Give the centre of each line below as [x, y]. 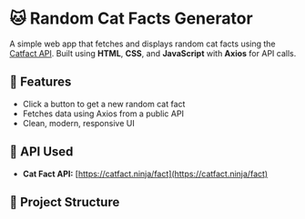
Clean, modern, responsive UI [78, 123]
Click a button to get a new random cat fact [104, 104]
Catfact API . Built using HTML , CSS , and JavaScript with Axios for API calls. [153, 53]
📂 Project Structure [65, 202]
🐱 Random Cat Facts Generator [131, 19]
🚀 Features [41, 82]
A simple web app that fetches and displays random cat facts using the [142, 44]
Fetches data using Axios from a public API [103, 114]
